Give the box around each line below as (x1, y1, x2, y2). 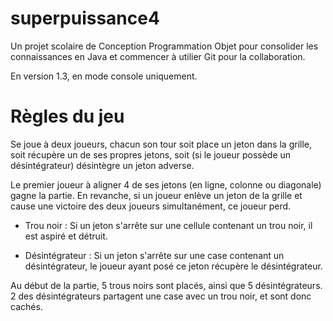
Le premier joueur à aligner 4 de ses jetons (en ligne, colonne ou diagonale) (10, 178, 322, 191)
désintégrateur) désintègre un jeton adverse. (10, 159, 195, 171)
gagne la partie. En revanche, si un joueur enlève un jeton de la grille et (10, 189, 303, 201)
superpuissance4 (10, 7, 160, 30)
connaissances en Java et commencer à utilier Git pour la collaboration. (10, 50, 306, 62)
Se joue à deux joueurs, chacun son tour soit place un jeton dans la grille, (10, 138, 312, 150)
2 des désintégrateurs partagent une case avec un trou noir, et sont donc (10, 290, 312, 302)
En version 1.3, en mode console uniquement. (10, 70, 198, 82)
